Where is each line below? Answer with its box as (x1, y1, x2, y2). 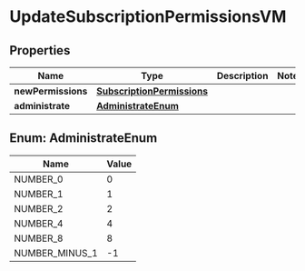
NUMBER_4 (14, 216, 64, 229)
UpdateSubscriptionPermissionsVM (9, 6, 287, 27)
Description (216, 70, 269, 82)
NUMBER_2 (14, 202, 64, 215)
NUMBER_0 (14, 173, 64, 186)
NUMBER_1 (14, 187, 64, 200)
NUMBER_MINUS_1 (14, 246, 98, 259)
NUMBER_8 (14, 232, 64, 245)
